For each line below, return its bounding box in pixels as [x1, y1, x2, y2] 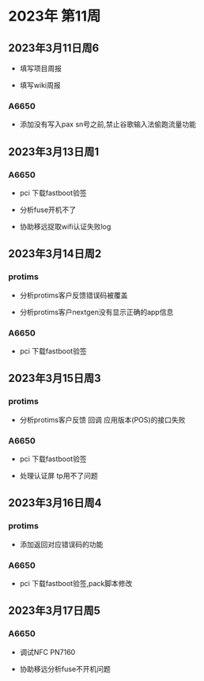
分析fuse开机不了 [19, 205, 77, 214]
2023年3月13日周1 [8, 145, 100, 158]
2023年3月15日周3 [8, 372, 101, 385]
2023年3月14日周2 [8, 247, 102, 261]
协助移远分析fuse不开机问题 [19, 664, 111, 673]
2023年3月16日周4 [8, 496, 102, 510]
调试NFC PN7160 [19, 647, 76, 656]
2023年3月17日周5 [8, 604, 101, 618]
